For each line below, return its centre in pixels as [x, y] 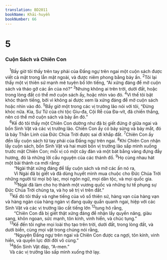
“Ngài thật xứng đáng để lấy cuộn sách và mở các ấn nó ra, [75, 168]
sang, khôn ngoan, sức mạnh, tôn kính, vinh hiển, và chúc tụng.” [71, 218]
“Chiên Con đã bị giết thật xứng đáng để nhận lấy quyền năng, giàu [83, 213]
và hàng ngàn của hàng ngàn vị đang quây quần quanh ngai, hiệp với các [80, 202]
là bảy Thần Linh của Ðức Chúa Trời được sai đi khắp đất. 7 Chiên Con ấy [79, 134]
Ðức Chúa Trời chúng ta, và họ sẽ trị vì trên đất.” [55, 190]
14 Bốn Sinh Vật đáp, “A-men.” [40, 246]
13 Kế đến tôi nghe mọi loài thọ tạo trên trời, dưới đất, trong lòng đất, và [82, 224]
